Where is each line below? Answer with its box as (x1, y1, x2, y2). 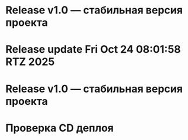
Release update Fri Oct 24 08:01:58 (5, 43, 181, 56)
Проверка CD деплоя (5, 121, 114, 135)
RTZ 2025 (5, 55, 55, 69)
